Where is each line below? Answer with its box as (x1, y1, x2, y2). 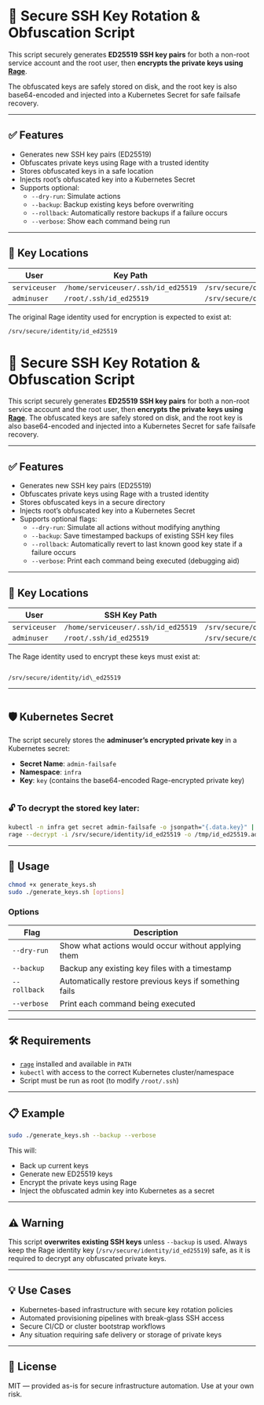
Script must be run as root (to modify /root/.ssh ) (19, 1076, 179, 1085)
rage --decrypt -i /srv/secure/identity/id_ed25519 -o (8, 830, 192, 838)
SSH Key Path (104, 609, 157, 620)
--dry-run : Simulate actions (31, 191, 121, 200)
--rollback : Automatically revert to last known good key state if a (31, 539, 243, 549)
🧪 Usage (8, 860, 49, 874)
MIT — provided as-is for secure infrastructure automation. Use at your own (8, 1381, 255, 1390)
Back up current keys (19, 1161, 89, 1171)
